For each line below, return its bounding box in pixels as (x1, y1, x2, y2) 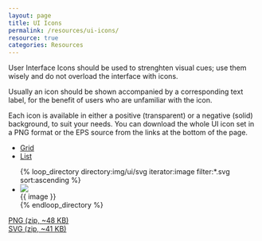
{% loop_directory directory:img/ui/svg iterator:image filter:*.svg (19, 167, 231, 177)
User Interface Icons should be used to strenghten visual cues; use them (8, 63, 247, 72)
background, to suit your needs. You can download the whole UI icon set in (8, 119, 255, 129)
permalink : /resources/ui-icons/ (8, 26, 119, 34)
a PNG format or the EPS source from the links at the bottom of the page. (8, 128, 248, 138)
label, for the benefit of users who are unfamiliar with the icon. (8, 95, 213, 105)
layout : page (8, 11, 52, 20)
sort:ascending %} (19, 176, 81, 185)
